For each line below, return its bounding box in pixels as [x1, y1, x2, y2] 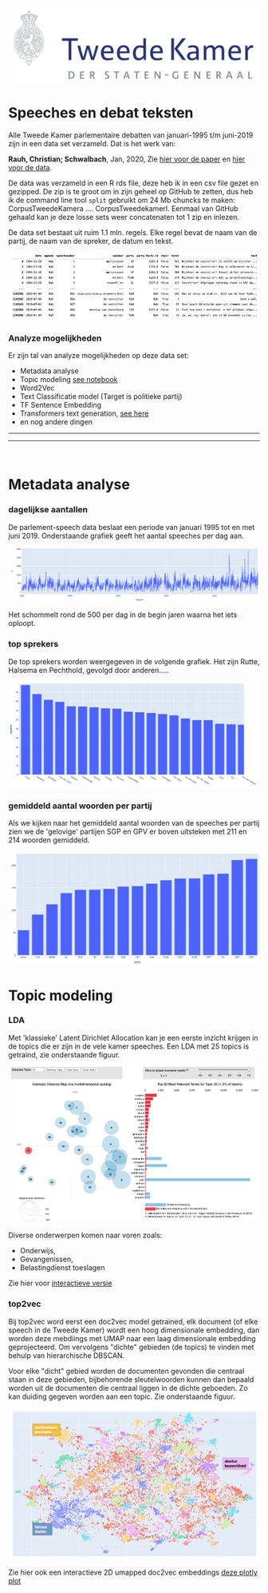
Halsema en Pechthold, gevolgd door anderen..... [8, 665, 170, 675]
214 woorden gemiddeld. [8, 835, 90, 845]
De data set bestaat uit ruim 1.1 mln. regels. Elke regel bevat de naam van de [8, 227, 258, 237]
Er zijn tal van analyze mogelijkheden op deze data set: [8, 351, 189, 360]
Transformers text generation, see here [19, 408, 149, 418]
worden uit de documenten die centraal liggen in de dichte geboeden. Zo [8, 1383, 249, 1392]
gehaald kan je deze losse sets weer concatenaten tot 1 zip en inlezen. [8, 212, 239, 221]
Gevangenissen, [19, 1254, 73, 1264]
